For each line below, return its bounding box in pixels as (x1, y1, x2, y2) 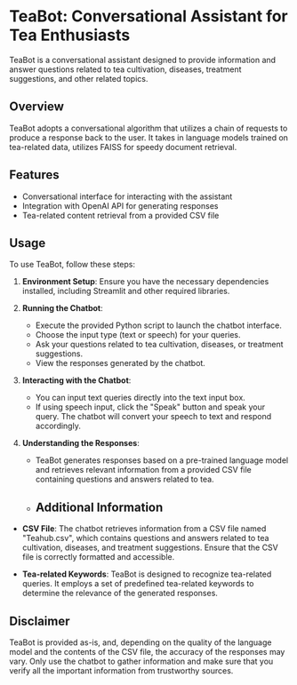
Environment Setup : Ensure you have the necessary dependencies (21, 276, 269, 287)
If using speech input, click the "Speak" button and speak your (35, 402, 266, 412)
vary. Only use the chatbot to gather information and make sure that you (9, 656, 274, 666)
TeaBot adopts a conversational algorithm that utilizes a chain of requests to (9, 123, 288, 133)
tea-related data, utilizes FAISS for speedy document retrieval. (9, 141, 237, 152)
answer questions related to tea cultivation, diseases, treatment (9, 64, 242, 75)
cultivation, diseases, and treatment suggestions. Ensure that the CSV (21, 542, 278, 553)
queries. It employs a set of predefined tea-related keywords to (21, 578, 254, 589)
